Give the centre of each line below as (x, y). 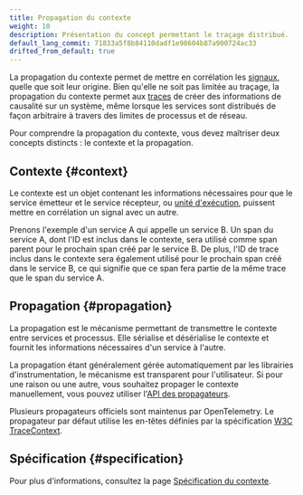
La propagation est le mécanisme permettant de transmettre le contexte (143, 328)
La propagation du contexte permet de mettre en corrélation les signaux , (145, 77)
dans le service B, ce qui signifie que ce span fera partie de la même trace (148, 268)
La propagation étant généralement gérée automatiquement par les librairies (151, 365)
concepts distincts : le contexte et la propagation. (101, 143)
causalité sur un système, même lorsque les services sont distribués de (143, 106)
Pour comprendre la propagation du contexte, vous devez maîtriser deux (145, 133)
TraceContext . (36, 430)
